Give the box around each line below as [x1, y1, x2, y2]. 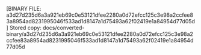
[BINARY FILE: [6, 5, 42, 12]
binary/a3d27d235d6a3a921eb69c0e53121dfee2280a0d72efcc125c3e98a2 [6, 30, 194, 38]
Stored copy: [10, 24, 42, 31]
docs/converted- [43, 24, 85, 31]
